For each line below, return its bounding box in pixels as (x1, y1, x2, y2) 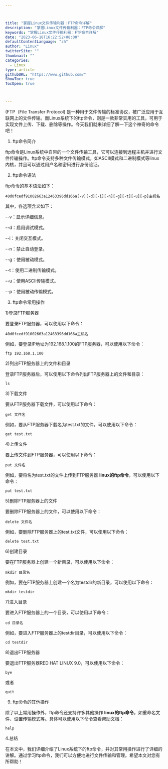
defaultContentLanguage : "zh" (5, 39, 69, 44)
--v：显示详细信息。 (5, 214, 47, 220)
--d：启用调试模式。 (5, 224, 48, 230)
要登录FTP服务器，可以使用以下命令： (5, 321, 84, 326)
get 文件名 (5, 412, 26, 417)
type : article (5, 67, 35, 72)
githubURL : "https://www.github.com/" (5, 72, 86, 77)
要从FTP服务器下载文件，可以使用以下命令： (5, 401, 97, 407)
